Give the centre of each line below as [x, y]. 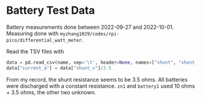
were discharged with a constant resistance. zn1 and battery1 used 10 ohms [101, 86]
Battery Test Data [50, 10]
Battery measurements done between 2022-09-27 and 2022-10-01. [90, 27]
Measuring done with [32, 33]
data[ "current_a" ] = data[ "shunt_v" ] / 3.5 [59, 68]
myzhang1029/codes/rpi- [90, 34]
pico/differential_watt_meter [44, 40]
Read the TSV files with [35, 51]
